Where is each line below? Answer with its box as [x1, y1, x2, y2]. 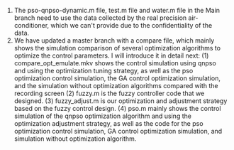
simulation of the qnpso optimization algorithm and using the [13, 112, 191, 120]
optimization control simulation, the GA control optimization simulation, [13, 74, 221, 82]
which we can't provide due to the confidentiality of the [50, 21, 213, 29]
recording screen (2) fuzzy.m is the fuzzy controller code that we [13, 89, 205, 97]
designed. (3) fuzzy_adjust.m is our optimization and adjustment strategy [13, 97, 228, 105]
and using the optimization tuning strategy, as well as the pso [13, 67, 194, 75]
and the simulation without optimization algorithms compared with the [13, 82, 218, 90]
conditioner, [13, 21, 50, 29]
